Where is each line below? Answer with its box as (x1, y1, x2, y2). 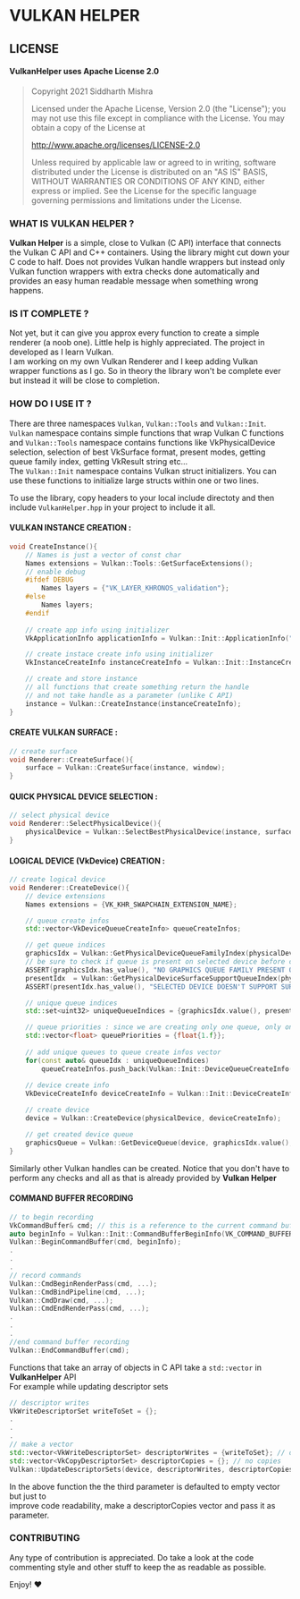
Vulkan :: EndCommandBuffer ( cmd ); (9, 1346, 129, 1355)
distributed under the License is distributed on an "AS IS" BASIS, (30, 166, 269, 177)
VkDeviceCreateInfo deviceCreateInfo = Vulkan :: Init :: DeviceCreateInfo (25, 1089, 297, 1099)
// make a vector (9, 1440, 74, 1450)
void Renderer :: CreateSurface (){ (9, 755, 134, 764)
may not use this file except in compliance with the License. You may (30, 113, 286, 123)
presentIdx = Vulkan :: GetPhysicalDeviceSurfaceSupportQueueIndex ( (25, 974, 281, 982)
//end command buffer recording (9, 1337, 129, 1347)
